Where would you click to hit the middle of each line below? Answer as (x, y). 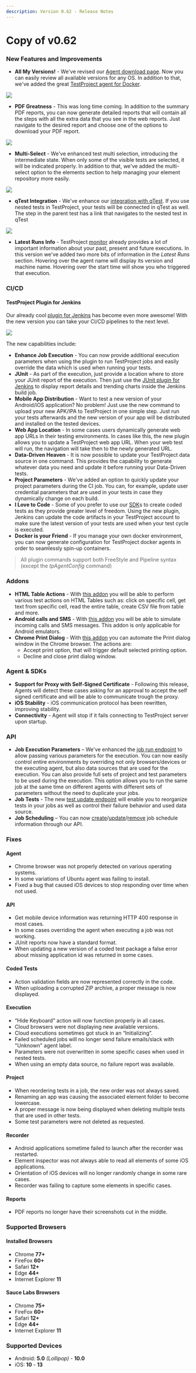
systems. (25, 873)
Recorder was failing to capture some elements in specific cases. (93, 1185)
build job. (26, 393)
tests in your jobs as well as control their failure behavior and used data (100, 806)
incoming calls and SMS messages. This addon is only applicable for (97, 625)
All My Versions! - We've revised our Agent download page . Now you (99, 72)
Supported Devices (34, 1345)
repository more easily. (42, 179)
